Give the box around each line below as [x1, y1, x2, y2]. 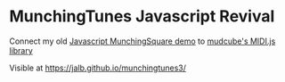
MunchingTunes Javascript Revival [9, 6, 275, 27]
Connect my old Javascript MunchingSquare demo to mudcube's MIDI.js [9, 36, 276, 46]
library [9, 45, 33, 55]
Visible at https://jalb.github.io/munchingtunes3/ [9, 62, 187, 73]
